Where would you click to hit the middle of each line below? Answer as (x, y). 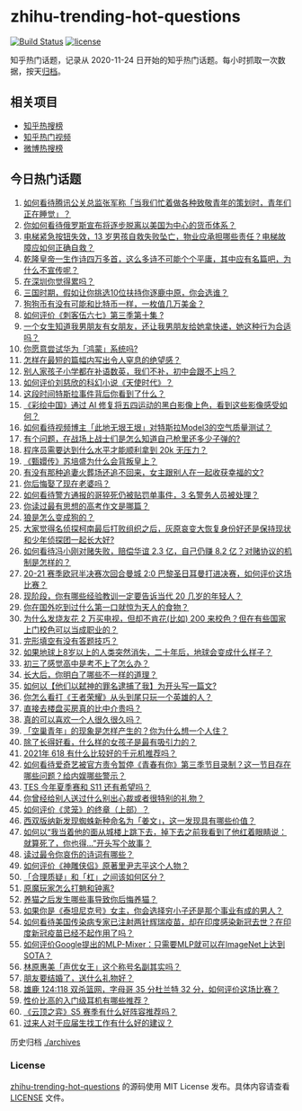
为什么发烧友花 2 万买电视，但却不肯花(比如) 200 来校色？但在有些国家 (155, 618)
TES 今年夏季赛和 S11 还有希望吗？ (87, 787)
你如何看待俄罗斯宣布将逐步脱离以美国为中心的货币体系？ (129, 225)
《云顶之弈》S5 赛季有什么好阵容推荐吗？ (100, 1011)
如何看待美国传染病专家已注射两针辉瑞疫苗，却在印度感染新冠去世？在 (153, 921)
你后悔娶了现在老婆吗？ (67, 484)
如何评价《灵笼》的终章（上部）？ (86, 809)
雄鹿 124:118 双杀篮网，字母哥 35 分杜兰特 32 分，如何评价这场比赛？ (151, 989)
